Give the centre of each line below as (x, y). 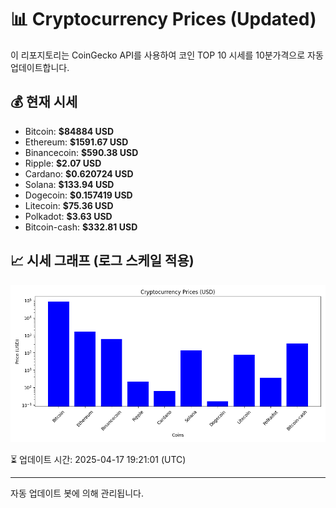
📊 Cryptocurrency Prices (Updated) (163, 19)
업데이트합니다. (40, 67)
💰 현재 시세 (44, 102)
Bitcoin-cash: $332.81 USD (81, 227)
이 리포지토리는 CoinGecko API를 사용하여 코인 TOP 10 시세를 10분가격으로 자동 (167, 55)
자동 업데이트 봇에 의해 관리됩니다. (77, 493)
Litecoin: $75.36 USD (69, 205)
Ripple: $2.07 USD (63, 163)
